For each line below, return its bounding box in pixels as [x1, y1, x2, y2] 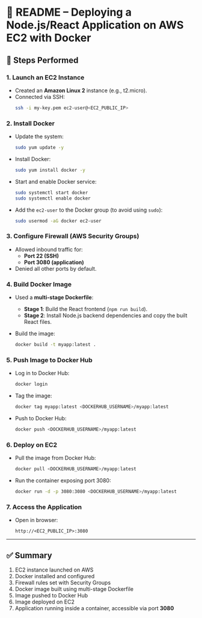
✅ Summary [6, 550, 52, 560]
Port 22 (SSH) [23, 252, 59, 259]
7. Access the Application [6, 503, 82, 511]
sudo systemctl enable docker [14, 195, 91, 201]
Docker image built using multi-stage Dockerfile [14, 585, 134, 593]
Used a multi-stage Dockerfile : [14, 294, 94, 301]
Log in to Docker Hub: [14, 370, 70, 377]
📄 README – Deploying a [6, 5, 132, 19]
